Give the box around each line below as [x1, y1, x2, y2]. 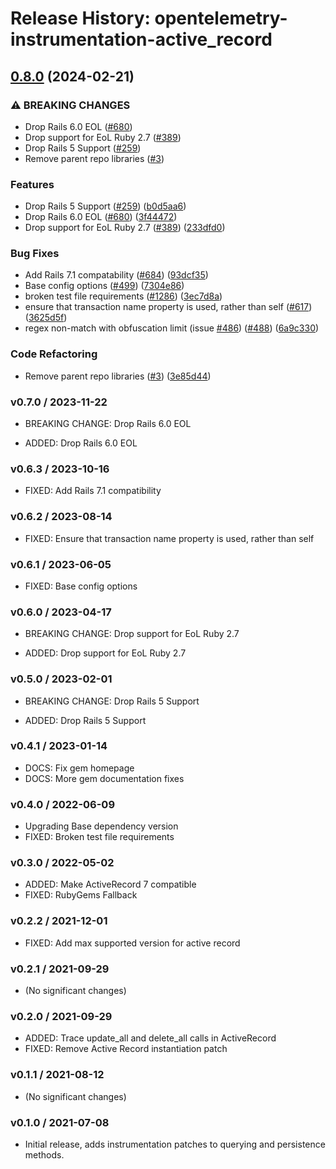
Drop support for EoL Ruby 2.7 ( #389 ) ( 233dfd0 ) [24, 222, 226, 234]
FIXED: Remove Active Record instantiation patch [24, 1043, 228, 1055]
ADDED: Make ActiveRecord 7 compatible [24, 878, 197, 891]
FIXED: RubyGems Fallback [24, 889, 138, 901]
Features [10, 177, 55, 191]
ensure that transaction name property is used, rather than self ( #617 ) [24, 301, 313, 313]
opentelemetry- [154, 7, 288, 30]
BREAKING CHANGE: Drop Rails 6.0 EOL [24, 418, 192, 430]
